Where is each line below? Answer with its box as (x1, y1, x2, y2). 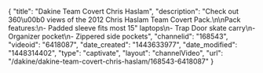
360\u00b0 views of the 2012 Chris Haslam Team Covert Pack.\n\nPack (8, 15, 241, 24)
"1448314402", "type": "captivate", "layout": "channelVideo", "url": (8, 49, 224, 57)
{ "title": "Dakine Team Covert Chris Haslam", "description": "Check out (8, 7, 239, 16)
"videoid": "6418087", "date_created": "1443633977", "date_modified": (8, 40, 238, 49)
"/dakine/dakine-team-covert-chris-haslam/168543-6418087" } (8, 57, 214, 66)
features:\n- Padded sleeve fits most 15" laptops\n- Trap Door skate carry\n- (8, 24, 256, 32)
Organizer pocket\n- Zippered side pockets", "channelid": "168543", (8, 31, 228, 41)
